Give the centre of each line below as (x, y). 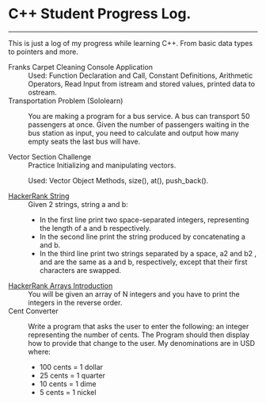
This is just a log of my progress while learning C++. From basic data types (131, 43)
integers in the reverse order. (75, 302)
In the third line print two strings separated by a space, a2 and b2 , (148, 253)
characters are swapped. (80, 270)
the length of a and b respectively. (95, 228)
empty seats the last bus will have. (84, 141)
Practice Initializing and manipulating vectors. (102, 165)
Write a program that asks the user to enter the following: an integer (139, 326)
